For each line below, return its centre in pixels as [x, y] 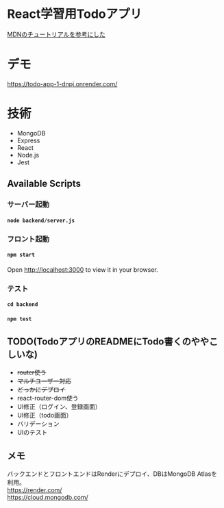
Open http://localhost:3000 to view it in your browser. [83, 269]
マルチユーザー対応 [44, 381]
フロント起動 [28, 239]
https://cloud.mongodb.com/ [48, 497]
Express [28, 140]
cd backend [23, 305]
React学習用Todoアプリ [75, 14]
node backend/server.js [41, 220]
